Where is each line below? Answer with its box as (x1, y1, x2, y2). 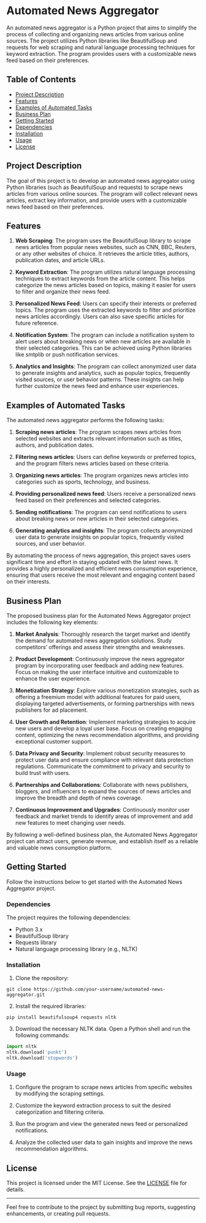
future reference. (15, 320, 59, 327)
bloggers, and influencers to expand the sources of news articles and (15, 788, 191, 795)
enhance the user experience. (15, 675, 91, 682)
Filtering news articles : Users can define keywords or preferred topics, (15, 453, 196, 461)
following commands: (15, 1032, 70, 1039)
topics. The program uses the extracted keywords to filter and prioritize (15, 306, 196, 314)
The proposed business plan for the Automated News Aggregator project (6, 612, 191, 619)
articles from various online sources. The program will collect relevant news (6, 190, 198, 197)
